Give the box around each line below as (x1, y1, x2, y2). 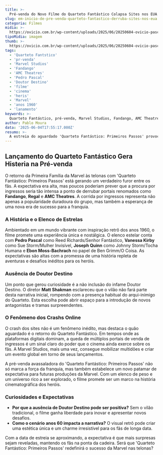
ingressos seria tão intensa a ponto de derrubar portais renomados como (5, 188, 151, 194)
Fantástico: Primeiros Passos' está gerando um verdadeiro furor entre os (5, 178, 150, 183)
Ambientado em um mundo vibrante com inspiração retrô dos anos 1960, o (5, 227, 155, 233)
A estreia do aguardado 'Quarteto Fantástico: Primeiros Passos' (9, 134, 145, 139)
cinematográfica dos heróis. (5, 381, 61, 387)
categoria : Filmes (5, 20, 42, 26)
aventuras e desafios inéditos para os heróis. (5, 258, 95, 264)
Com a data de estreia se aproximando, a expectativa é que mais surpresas (5, 435, 156, 441)
